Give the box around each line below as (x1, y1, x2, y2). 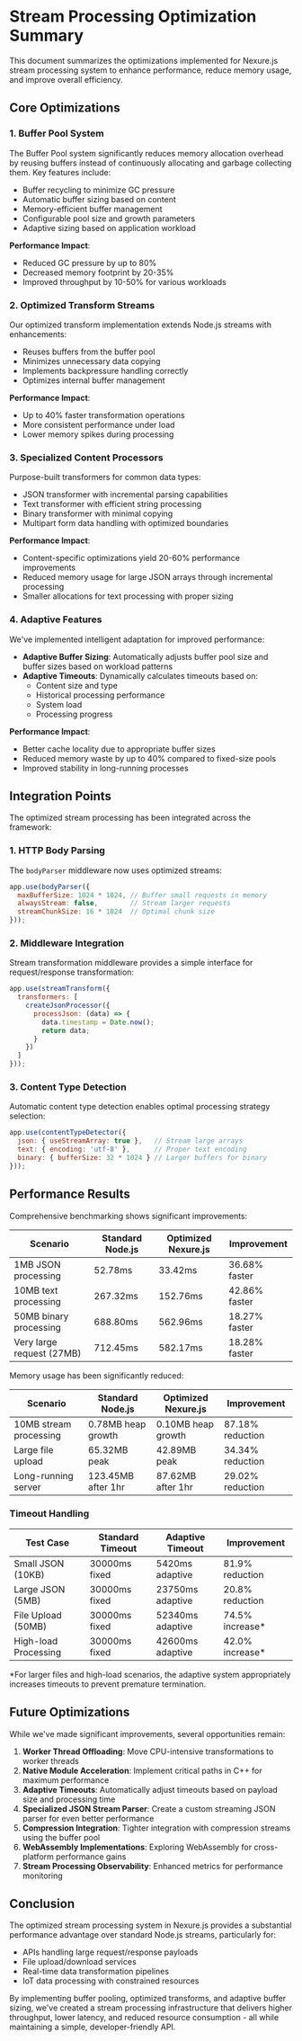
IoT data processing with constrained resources (22, 1975, 200, 1986)
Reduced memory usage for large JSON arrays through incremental (22, 572, 273, 583)
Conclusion (9, 1896, 75, 1912)
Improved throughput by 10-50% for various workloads (22, 276, 226, 287)
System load (35, 699, 83, 709)
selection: (9, 1110, 46, 1121)
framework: (9, 822, 52, 833)
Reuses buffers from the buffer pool (22, 346, 155, 357)
